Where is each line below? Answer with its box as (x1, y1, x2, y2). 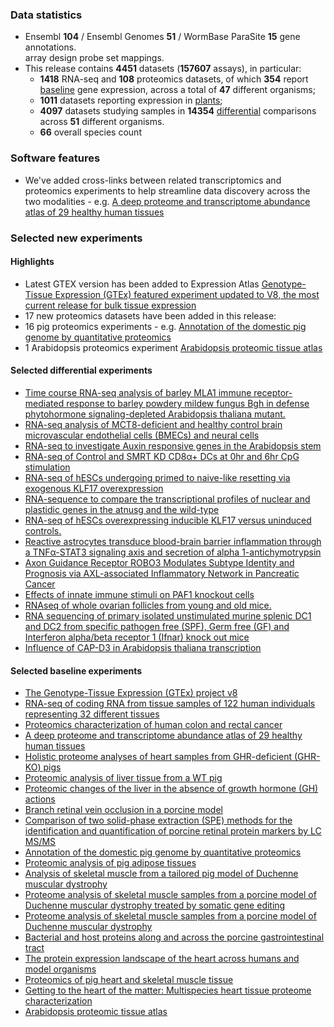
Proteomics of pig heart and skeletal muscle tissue (24, 974, 234, 986)
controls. (24, 524, 62, 537)
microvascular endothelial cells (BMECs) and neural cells (24, 429, 260, 441)
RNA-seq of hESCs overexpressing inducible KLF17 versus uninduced (24, 514, 312, 526)
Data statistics (10, 8, 83, 22)
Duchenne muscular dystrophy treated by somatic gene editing (24, 899, 286, 912)
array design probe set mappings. (24, 52, 165, 64)
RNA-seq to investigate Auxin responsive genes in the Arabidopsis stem (24, 439, 322, 452)
